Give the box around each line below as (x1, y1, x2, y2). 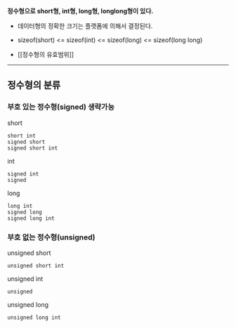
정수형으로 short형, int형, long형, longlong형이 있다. (7, 7, 154, 15)
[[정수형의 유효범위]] (17, 51, 74, 58)
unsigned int (7, 274, 44, 283)
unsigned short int (7, 262, 65, 269)
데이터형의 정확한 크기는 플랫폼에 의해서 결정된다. (17, 22, 153, 30)
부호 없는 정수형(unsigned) (7, 232, 96, 242)
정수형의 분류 (7, 79, 61, 91)
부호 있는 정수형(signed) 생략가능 (7, 102, 114, 112)
